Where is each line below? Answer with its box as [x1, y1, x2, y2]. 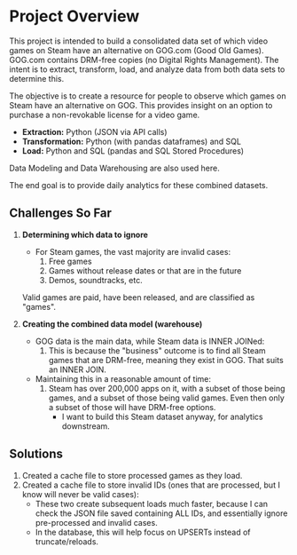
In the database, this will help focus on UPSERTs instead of [35, 527, 251, 537]
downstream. [61, 420, 111, 432]
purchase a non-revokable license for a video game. [9, 109, 200, 120]
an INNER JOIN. [48, 364, 106, 375]
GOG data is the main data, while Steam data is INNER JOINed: [35, 336, 265, 346]
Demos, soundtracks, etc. [48, 274, 144, 285]
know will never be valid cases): [21, 488, 139, 499]
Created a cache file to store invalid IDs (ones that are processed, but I [21, 480, 281, 490]
